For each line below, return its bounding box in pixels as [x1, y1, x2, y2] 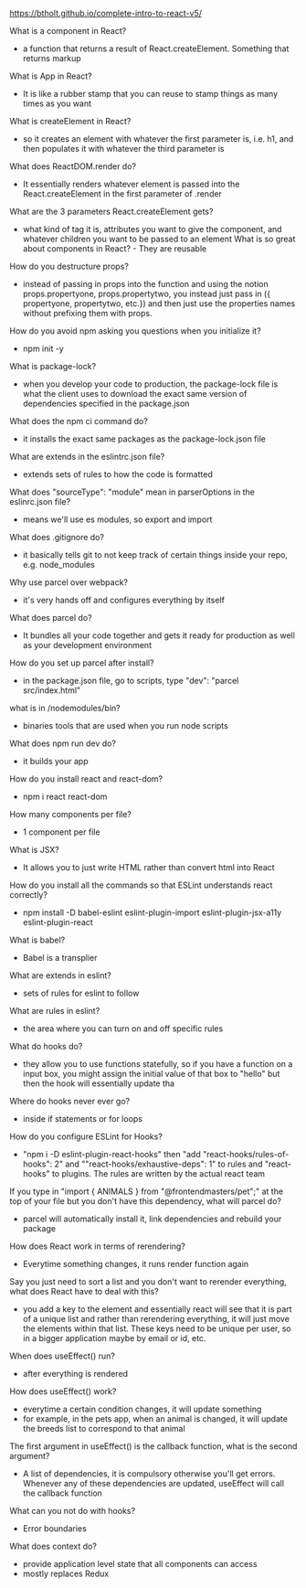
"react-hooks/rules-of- [202, 1149, 290, 1159]
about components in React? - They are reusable [22, 243, 207, 254]
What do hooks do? [9, 1041, 83, 1051]
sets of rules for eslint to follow [22, 987, 140, 998]
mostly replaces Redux [22, 1568, 110, 1579]
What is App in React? [9, 70, 93, 81]
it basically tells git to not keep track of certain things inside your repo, [22, 549, 288, 560]
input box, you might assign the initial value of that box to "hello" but [22, 1069, 280, 1079]
